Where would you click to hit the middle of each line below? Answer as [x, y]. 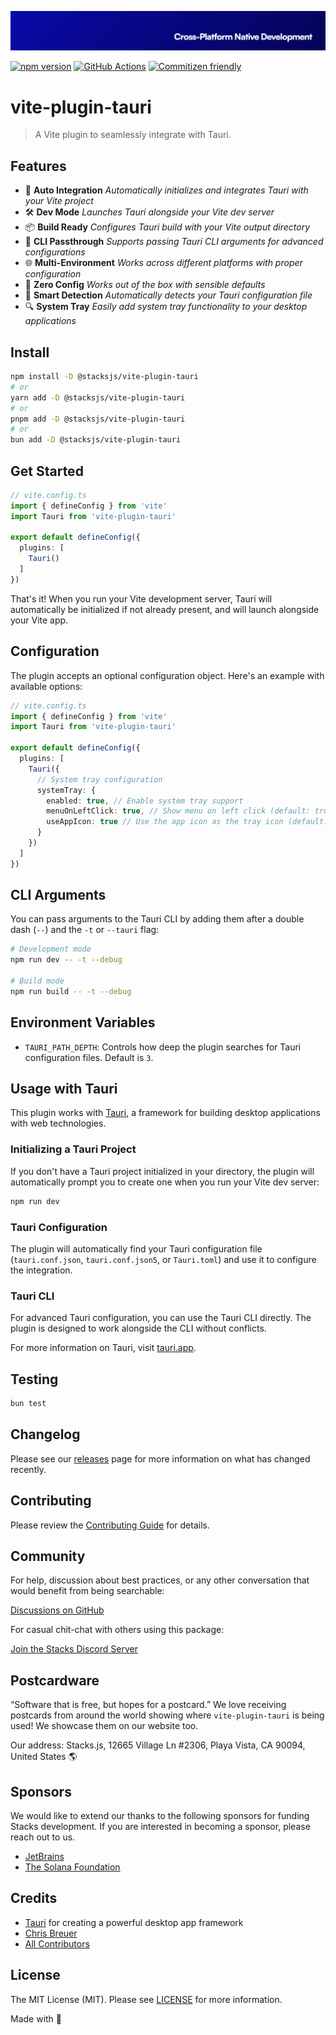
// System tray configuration [99, 779]
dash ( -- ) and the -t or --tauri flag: [85, 930]
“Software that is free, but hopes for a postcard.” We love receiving [148, 1705]
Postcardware [55, 1680]
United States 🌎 [44, 1757]
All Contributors [57, 1943]
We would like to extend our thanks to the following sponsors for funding [160, 1815]
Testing [34, 1379]
